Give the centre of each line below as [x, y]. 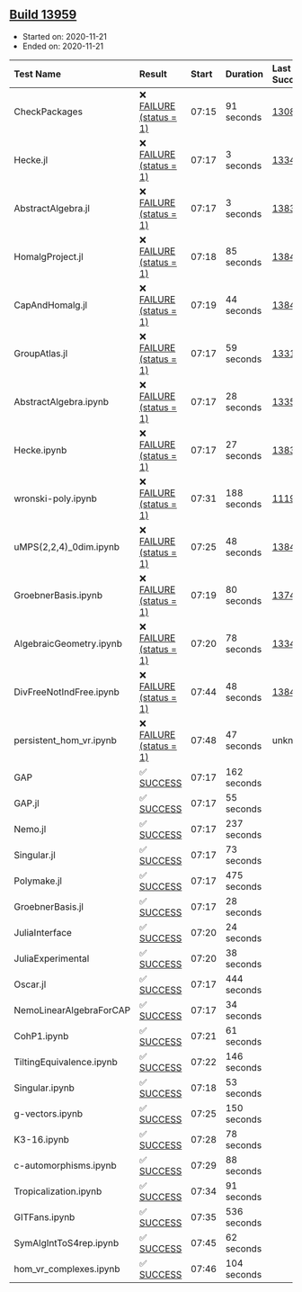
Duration [244, 74]
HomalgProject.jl [49, 256]
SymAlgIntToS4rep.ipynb [67, 1243]
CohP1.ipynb [41, 1036]
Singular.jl [35, 855]
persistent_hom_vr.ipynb [65, 740]
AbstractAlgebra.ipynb [62, 401]
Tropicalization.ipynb [58, 1191]
